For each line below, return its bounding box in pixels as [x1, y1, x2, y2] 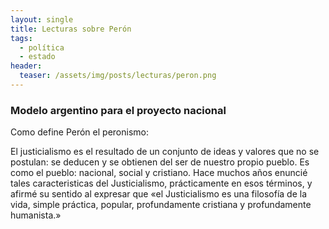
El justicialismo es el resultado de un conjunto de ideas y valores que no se [10, 146, 320, 158]
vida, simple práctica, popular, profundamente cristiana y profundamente [10, 199, 312, 211]
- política [19, 42, 65, 53]
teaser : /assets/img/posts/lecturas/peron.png [19, 71, 217, 81]
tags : [10, 33, 33, 43]
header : [10, 61, 43, 71]
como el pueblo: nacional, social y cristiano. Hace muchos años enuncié [10, 167, 308, 179]
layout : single [10, 14, 74, 25]
